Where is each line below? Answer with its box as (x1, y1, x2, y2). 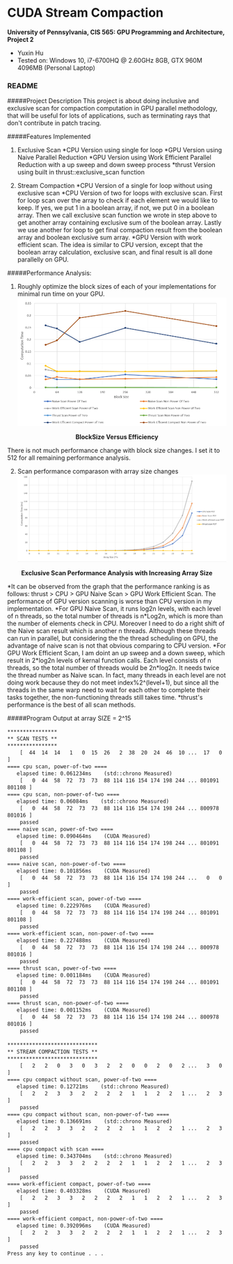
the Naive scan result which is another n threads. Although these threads (7, 627, 217, 635)
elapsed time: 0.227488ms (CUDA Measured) (16, 937, 151, 944)
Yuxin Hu (17, 49, 44, 57)
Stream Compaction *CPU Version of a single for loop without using (17, 182, 213, 190)
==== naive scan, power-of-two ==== (7, 826, 113, 833)
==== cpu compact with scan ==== (7, 1146, 104, 1153)
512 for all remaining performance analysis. (7, 454, 131, 462)
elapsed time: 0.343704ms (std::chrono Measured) (16, 1153, 172, 1160)
